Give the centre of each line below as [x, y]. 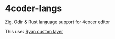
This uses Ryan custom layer [34, 31]
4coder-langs [34, 9]
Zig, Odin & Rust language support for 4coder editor [57, 22]
